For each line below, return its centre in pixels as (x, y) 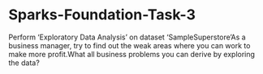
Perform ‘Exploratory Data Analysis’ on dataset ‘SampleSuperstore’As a (127, 37)
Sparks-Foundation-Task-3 (102, 15)
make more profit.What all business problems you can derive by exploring (132, 54)
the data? (24, 63)
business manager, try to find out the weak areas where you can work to (129, 45)
